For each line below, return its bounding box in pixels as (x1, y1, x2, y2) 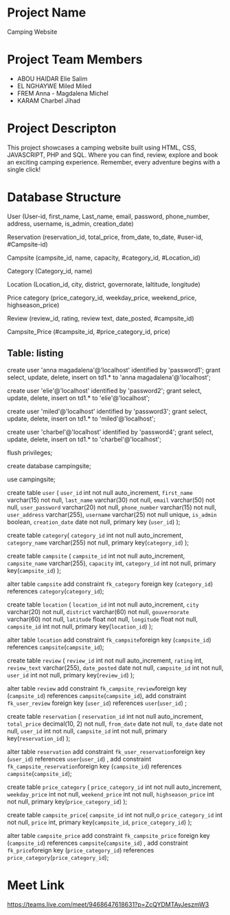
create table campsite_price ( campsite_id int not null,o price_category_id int (7, 810, 223, 819)
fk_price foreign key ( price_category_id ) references (7, 845, 154, 854)
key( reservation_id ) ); (7, 734, 71, 742)
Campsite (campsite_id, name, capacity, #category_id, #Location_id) (7, 253, 200, 262)
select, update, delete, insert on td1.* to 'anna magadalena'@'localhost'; (7, 373, 211, 381)
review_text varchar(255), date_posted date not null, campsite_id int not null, (7, 663, 224, 672)
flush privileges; (7, 448, 53, 456)
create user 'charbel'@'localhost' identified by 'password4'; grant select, (7, 428, 214, 436)
